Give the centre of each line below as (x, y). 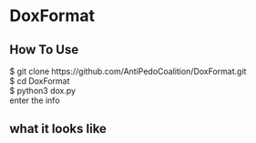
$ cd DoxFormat (40, 81)
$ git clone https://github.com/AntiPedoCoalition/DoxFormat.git (128, 71)
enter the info (35, 100)
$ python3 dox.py (42, 91)
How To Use (44, 50)
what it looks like (58, 129)
